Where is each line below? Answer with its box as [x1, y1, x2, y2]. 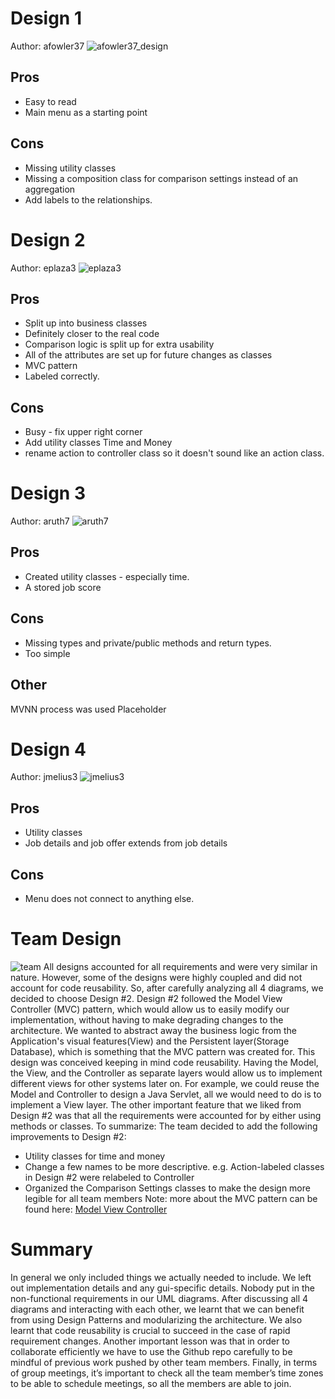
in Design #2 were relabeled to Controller [24, 1172, 195, 1183]
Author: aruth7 [10, 515, 70, 527]
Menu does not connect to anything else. [24, 893, 195, 905]
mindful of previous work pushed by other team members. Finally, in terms [10, 1356, 318, 1368]
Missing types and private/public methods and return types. [24, 637, 272, 649]
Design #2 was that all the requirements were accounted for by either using [10, 1110, 322, 1121]
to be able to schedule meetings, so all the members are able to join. [10, 1377, 292, 1389]
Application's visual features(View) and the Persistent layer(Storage [10, 1035, 290, 1047]
